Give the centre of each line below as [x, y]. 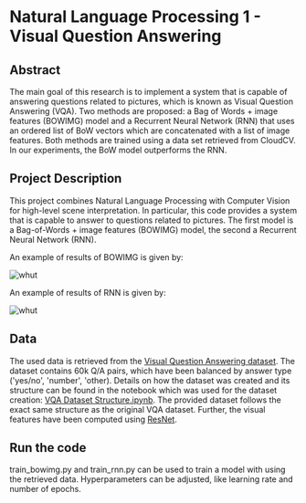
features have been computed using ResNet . [94, 419]
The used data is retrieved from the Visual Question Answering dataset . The [152, 361]
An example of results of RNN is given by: [88, 292]
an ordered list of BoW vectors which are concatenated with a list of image [150, 131]
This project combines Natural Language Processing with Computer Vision [150, 200]
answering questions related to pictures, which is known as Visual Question [152, 101]
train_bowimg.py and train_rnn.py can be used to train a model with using [148, 470]
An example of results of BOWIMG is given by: [97, 257]
